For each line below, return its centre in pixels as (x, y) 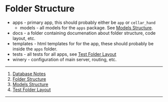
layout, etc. (24, 38)
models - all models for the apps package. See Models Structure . (86, 27)
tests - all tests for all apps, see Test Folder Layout (64, 54)
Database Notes (29, 74)
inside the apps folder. (35, 49)
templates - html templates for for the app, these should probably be (83, 43)
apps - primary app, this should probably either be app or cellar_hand (84, 22)
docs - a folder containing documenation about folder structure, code (84, 33)
